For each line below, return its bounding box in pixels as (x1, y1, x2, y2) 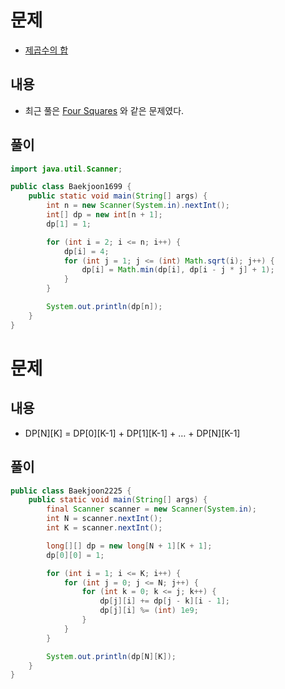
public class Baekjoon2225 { (10, 486, 132, 496)
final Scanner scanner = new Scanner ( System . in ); (46, 504, 257, 515)
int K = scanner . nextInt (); (46, 523, 163, 533)
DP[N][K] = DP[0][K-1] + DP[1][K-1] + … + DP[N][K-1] (24, 427, 241, 439)
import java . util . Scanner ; (10, 164, 123, 174)
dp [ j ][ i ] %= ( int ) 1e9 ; (99, 606, 199, 616)
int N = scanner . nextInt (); (46, 514, 163, 524)
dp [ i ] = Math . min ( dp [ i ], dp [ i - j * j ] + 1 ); (81, 265, 275, 275)
